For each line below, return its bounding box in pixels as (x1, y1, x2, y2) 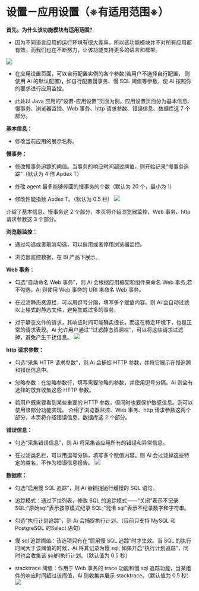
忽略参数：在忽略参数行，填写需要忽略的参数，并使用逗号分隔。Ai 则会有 (14, 378, 193, 386)
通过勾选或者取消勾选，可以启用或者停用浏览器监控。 (14, 241, 146, 248)
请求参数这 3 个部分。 (6, 215, 59, 223)
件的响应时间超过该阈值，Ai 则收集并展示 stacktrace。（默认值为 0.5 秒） (14, 571, 192, 579)
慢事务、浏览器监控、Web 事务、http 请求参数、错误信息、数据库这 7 (14, 105, 184, 112)
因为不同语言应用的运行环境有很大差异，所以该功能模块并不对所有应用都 (14, 39, 192, 46)
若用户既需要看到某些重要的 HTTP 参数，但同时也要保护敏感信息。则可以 (14, 399, 194, 406)
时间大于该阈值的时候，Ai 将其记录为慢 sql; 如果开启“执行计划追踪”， (14, 544, 184, 551)
